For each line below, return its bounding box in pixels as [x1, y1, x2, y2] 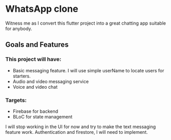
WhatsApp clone [5, 3, 79, 15]
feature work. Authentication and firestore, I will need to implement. [5, 129, 148, 135]
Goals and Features [5, 41, 69, 49]
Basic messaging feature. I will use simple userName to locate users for [12, 67, 164, 73]
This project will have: [5, 56, 62, 63]
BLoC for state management [12, 113, 73, 119]
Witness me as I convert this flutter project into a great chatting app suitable [5, 20, 166, 26]
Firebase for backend [12, 108, 59, 114]
